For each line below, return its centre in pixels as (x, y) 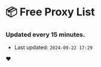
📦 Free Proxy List (50, 12)
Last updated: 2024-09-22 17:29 (53, 47)
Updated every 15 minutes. (45, 35)
